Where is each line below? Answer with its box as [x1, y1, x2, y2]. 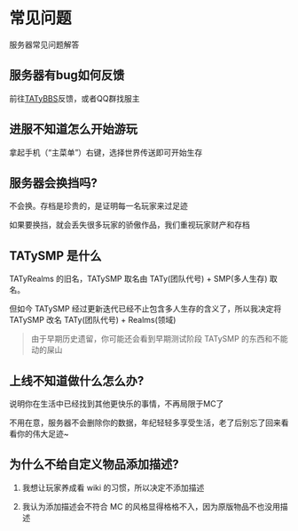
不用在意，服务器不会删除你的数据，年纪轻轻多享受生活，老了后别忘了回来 [9, 417, 281, 428]
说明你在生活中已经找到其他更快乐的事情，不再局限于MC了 [9, 398, 224, 409]
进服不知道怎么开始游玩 [9, 122, 137, 137]
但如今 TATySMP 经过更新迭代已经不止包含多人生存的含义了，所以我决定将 [9, 303, 282, 314]
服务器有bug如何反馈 [9, 68, 125, 83]
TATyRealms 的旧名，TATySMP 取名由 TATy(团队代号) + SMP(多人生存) [9, 273, 268, 285]
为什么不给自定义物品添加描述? [9, 457, 179, 472]
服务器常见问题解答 [9, 39, 80, 50]
